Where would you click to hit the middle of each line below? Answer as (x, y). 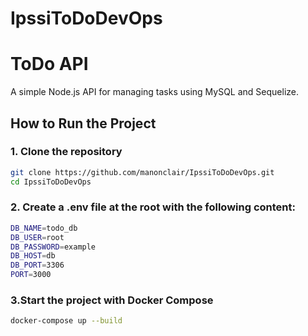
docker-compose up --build (66, 321)
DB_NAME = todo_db (44, 228)
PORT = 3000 (31, 275)
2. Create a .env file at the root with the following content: (153, 207)
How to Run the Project (83, 123)
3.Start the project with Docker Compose (112, 300)
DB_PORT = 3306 (37, 265)
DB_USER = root (37, 237)
